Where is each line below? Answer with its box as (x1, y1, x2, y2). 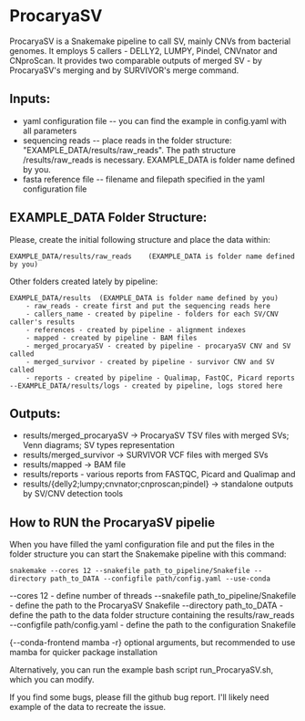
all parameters (22, 125, 77, 136)
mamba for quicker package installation (9, 647, 158, 658)
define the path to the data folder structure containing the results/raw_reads (9, 610, 295, 621)
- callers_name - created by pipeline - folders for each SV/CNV (25, 309, 280, 319)
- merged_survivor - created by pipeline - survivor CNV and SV (25, 357, 275, 366)
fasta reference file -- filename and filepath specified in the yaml (22, 173, 266, 184)
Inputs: (9, 91, 51, 107)
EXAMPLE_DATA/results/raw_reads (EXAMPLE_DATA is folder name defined (9, 252, 296, 261)
